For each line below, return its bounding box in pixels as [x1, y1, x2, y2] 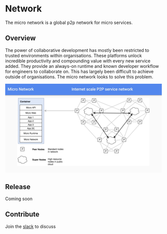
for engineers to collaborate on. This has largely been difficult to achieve [5, 68, 154, 74]
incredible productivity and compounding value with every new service [5, 58, 151, 64]
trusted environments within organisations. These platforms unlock [5, 52, 142, 58]
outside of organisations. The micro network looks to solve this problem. [5, 73, 154, 80]
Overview [5, 34, 36, 42]
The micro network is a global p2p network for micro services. [5, 19, 133, 25]
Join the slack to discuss [5, 223, 56, 230]
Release [5, 183, 31, 191]
